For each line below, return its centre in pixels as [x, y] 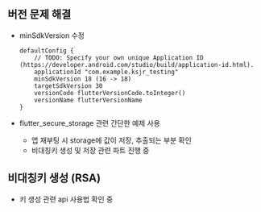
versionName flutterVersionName [88, 100]
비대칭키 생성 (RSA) [54, 179]
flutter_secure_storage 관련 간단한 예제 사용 [89, 123]
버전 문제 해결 [39, 15]
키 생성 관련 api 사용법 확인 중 [66, 199]
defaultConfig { [46, 51]
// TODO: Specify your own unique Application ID [119, 58]
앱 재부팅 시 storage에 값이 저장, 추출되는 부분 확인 [112, 140]
